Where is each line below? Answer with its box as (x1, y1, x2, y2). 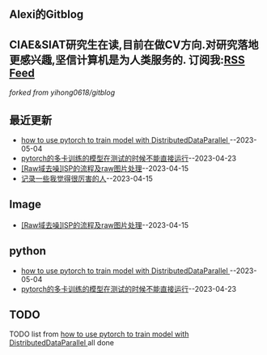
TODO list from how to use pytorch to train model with (9, 329, 189, 339)
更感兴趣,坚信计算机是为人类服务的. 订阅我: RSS (9, 53, 245, 66)
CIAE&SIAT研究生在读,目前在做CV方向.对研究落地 (9, 37, 259, 51)
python (9, 244, 47, 258)
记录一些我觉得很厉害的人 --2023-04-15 (20, 173, 153, 184)
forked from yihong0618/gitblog (9, 88, 116, 97)
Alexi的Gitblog (9, 7, 84, 22)
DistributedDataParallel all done (9, 338, 114, 348)
